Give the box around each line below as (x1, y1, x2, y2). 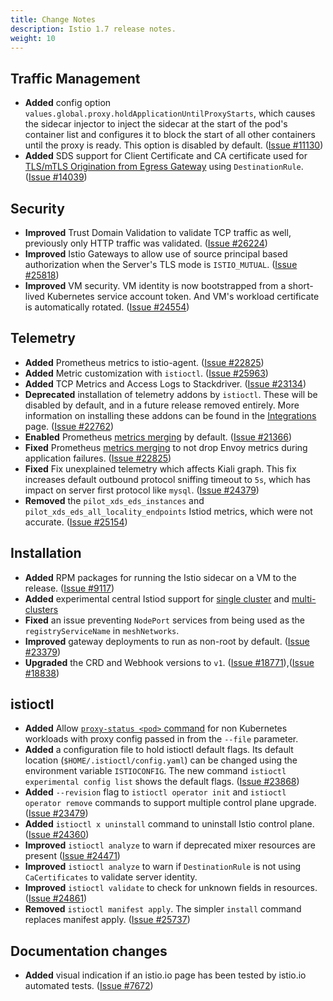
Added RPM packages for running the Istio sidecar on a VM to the (24, 571, 297, 583)
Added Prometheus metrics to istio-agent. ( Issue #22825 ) (24, 356, 265, 368)
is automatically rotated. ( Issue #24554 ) (24, 301, 190, 313)
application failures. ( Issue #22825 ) (24, 452, 172, 464)
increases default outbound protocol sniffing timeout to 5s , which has (24, 473, 311, 485)
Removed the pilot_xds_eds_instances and (24, 494, 205, 506)
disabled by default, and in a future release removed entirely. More (24, 399, 300, 411)
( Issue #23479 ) (24, 807, 89, 820)
